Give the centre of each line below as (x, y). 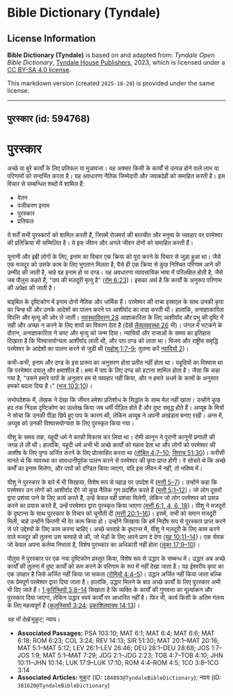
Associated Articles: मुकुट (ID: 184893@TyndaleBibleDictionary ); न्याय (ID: (119, 677)
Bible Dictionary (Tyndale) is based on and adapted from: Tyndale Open (111, 55)
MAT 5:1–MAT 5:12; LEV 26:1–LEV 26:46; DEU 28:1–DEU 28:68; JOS (113, 648)
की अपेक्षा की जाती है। (32, 288)
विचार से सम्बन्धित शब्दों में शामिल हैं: (46, 184)
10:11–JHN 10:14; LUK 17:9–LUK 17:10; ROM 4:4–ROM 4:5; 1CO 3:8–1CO (118, 663)
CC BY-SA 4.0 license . (39, 70)
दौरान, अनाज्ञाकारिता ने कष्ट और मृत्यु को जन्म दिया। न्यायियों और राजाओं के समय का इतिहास (109, 333)
